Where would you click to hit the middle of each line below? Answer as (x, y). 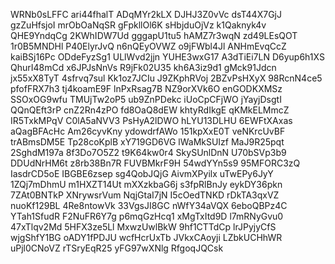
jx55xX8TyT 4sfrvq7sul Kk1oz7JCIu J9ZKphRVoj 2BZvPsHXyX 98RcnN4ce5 (166, 78)
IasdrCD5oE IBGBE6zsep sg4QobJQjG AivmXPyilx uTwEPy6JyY (142, 173)
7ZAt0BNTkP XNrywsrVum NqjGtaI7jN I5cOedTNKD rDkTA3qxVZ (145, 195)
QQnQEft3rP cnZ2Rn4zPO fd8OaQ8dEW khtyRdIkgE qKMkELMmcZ (150, 110)
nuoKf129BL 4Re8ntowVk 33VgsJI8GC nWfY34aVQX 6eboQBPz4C (149, 205)
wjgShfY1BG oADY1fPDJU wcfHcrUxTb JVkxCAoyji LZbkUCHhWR (146, 237)
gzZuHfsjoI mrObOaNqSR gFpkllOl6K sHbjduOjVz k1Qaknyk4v (138, 25)
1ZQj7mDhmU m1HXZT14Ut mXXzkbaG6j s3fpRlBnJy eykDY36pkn (146, 184)
